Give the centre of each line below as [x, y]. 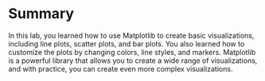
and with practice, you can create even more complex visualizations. [121, 68]
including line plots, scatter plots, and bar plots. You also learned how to [127, 43]
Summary [41, 14]
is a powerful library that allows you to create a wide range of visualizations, [133, 61]
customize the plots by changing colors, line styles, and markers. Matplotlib [132, 52]
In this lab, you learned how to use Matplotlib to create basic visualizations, [131, 35]
